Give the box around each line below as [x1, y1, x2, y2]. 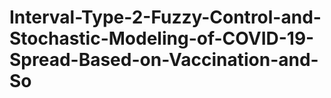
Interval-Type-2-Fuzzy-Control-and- [9, 6, 322, 29]
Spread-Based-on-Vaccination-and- [9, 49, 319, 71]
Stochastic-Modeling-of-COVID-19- [9, 27, 315, 50]
